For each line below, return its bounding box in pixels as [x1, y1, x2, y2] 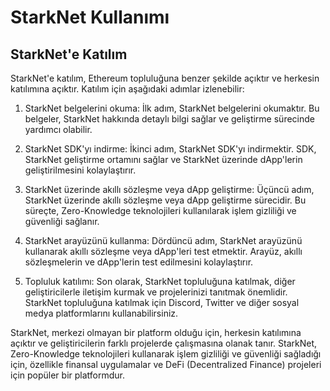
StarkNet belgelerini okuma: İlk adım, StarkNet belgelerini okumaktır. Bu [24, 102, 320, 114]
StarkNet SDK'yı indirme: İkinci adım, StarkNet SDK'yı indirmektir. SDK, [24, 143, 317, 155]
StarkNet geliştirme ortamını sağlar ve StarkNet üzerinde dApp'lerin [24, 154, 303, 165]
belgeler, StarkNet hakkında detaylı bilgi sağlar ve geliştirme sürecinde [24, 113, 315, 125]
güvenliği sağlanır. [24, 216, 100, 227]
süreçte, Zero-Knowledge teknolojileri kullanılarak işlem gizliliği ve [24, 205, 297, 216]
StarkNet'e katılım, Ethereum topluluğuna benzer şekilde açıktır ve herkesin [10, 72, 320, 84]
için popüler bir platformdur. [10, 369, 125, 381]
